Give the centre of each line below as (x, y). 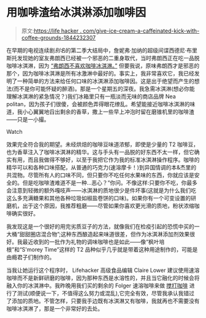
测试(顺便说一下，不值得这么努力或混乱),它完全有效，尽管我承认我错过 (106, 293)
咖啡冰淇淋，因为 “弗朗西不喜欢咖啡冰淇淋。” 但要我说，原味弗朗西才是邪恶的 (103, 66)
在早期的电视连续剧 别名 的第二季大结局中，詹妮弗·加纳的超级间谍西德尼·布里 (102, 50)
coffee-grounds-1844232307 (59, 37)
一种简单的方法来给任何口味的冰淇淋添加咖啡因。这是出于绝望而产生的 (105, 81)
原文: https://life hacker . (51, 31)
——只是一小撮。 (28, 119)
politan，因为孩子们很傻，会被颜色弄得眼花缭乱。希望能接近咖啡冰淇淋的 (98, 104)
